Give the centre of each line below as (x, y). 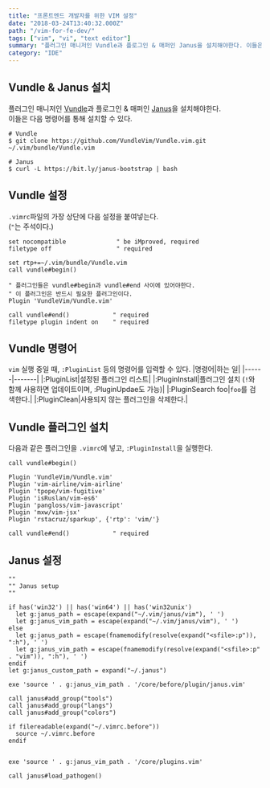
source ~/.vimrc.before (55, 734)
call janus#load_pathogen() (55, 776)
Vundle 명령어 (43, 349)
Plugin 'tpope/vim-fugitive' (57, 492)
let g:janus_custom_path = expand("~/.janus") (88, 671)
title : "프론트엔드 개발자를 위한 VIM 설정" (73, 16)
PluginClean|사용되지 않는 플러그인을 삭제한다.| (113, 399)
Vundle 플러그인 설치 (59, 427)
